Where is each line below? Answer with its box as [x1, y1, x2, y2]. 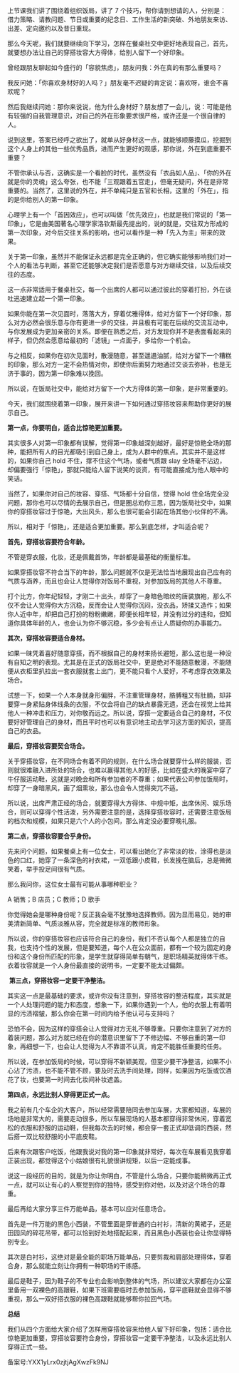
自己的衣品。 [7, 727, 45, 735]
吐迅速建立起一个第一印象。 [7, 295, 89, 302]
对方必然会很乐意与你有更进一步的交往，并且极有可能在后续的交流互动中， [13, 318, 232, 327]
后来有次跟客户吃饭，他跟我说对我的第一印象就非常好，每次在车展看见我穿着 [7, 1148, 232, 1155]
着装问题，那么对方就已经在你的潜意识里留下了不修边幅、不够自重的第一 [7, 1033, 219, 1041]
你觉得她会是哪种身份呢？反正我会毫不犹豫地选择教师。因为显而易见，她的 [7, 910, 225, 919]
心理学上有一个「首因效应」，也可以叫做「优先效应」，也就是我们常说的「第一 [7, 210, 232, 219]
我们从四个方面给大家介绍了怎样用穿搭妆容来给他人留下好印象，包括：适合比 [7, 1325, 232, 1333]
